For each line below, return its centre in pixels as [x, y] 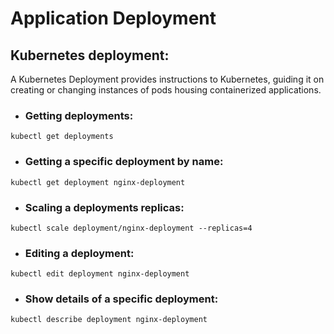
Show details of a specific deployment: [121, 299]
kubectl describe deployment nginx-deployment [109, 320]
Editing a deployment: [79, 253]
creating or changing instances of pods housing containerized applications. [166, 90]
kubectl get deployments [62, 137]
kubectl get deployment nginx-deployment [98, 182]
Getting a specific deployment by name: [124, 162]
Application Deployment [113, 18]
